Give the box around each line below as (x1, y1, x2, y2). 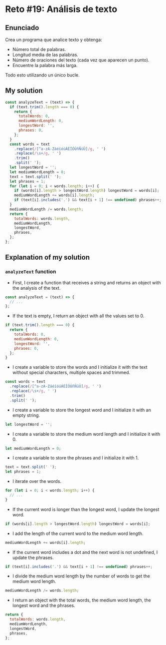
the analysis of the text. (12, 285, 61, 291)
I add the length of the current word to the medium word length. (12, 530, 144, 536)
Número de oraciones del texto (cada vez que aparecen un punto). (12, 57, 150, 63)
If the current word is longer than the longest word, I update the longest (12, 506, 160, 512)
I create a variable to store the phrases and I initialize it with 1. (12, 455, 139, 461)
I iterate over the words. (12, 478, 61, 484)
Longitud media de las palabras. (12, 52, 79, 58)
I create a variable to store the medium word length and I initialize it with (12, 431, 161, 437)
